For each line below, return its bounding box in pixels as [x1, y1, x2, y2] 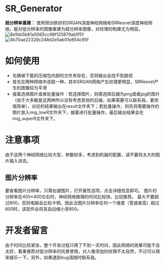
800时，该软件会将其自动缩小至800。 [5, 206, 82, 212]
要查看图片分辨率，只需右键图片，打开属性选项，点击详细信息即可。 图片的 [5, 187, 157, 193]
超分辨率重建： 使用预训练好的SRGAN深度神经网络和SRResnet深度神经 [5, 20, 148, 26]
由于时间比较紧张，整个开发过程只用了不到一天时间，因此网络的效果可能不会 [5, 242, 160, 248]
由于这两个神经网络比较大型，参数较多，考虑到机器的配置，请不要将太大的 [5, 152, 156, 158]
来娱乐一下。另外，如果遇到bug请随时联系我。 [5, 254, 99, 260]
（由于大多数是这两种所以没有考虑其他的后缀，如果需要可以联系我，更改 [12, 97, 159, 103]
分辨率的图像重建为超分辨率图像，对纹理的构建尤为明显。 [26, 26, 143, 32]
